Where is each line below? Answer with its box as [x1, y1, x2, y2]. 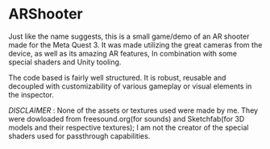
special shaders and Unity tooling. [8, 57, 122, 67]
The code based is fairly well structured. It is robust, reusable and [8, 72, 226, 82]
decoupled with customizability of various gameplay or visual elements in [8, 81, 252, 91]
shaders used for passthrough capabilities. [8, 130, 151, 141]
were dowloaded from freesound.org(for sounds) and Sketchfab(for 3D [8, 114, 245, 123]
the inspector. [8, 89, 55, 99]
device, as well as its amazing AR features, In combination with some [8, 48, 238, 58]
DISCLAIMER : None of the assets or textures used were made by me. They [8, 106, 259, 115]
